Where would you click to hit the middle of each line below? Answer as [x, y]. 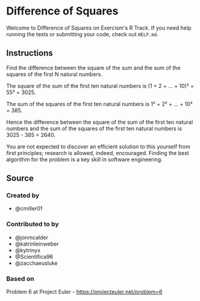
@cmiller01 [29, 209]
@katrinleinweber [37, 244]
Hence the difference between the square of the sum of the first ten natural [100, 122]
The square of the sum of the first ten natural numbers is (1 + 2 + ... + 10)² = [100, 86]
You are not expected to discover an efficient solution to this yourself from [98, 147]
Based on [20, 279]
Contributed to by [33, 224]
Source [20, 178]
